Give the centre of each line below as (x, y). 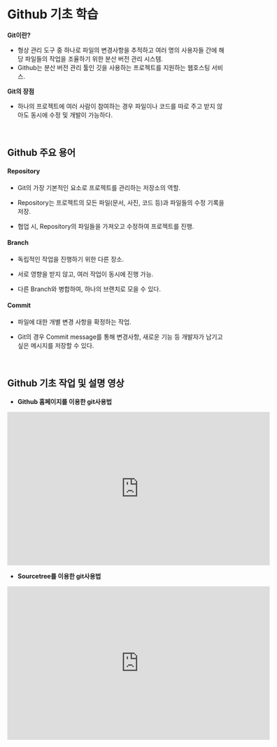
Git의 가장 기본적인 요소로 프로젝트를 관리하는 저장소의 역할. (99, 187)
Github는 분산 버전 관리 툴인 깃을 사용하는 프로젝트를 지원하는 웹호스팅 (114, 67)
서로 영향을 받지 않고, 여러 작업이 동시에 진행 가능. (85, 274)
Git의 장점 (21, 91)
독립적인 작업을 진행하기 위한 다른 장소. (71, 259)
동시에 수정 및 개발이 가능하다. (72, 115)
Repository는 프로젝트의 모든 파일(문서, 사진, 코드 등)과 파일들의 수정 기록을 (121, 202)
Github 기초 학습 (53, 14)
